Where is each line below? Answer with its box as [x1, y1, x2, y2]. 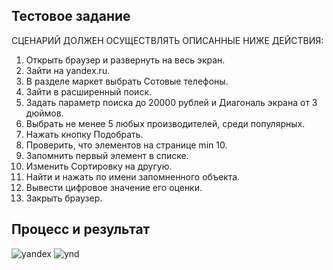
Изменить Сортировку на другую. [25, 160, 173, 172]
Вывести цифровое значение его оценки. [25, 181, 203, 193]
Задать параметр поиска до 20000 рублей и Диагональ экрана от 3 [25, 96, 318, 108]
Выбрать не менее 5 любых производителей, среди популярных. [25, 117, 306, 129]
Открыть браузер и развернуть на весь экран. [25, 54, 226, 66]
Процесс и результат [11, 221, 151, 238]
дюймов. [25, 107, 64, 119]
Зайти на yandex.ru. [25, 64, 111, 76]
